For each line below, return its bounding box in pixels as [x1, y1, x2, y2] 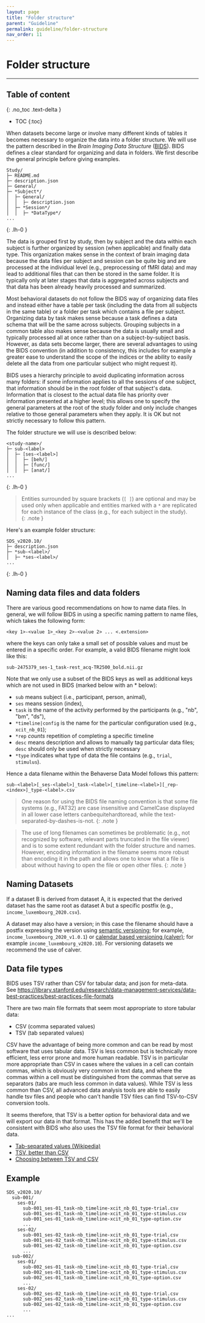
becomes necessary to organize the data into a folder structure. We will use [6, 135, 197, 143]
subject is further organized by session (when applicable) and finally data [6, 244, 191, 251]
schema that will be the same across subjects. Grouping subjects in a [6, 321, 181, 328]
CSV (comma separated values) [15, 1023, 96, 1030]
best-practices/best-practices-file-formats [6, 992, 114, 1000]
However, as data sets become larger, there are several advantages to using [6, 340, 198, 348]
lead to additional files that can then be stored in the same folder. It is [6, 270, 180, 278]
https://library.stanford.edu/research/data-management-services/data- [17, 986, 196, 994]
